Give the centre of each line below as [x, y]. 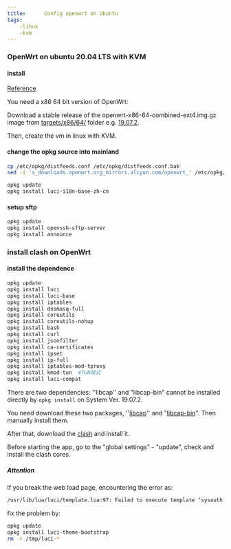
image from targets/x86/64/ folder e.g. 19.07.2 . [73, 123]
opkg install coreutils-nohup [51, 322]
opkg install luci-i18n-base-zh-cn [58, 191]
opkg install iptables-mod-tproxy [57, 366]
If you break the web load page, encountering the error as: [90, 487]
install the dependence [41, 269]
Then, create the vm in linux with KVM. [62, 136]
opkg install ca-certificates [51, 347]
